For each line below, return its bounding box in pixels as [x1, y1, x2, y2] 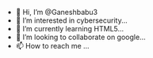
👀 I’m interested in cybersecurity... [15, 16, 128, 25]
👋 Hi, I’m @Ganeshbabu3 [15, 8, 98, 16]
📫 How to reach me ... [15, 42, 90, 50]
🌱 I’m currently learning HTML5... [15, 24, 124, 33]
